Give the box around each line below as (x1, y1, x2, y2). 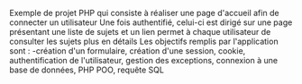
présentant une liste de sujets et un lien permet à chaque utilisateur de (9, 27, 271, 37)
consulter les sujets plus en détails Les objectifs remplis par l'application (9, 36, 279, 46)
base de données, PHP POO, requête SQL (9, 64, 165, 75)
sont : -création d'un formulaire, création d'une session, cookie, (9, 46, 246, 56)
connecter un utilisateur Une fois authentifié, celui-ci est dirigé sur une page (9, 17, 293, 28)
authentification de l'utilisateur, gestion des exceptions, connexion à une (9, 55, 278, 65)
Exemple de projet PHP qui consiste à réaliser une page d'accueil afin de (9, 8, 279, 18)
